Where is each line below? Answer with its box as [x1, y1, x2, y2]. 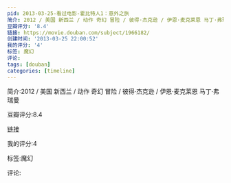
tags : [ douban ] [7, 61, 51, 68]
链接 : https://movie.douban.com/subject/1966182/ [7, 29, 150, 36]
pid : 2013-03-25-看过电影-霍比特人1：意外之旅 [7, 10, 129, 17]
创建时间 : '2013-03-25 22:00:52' [7, 36, 99, 42]
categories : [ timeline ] [7, 67, 76, 74]
